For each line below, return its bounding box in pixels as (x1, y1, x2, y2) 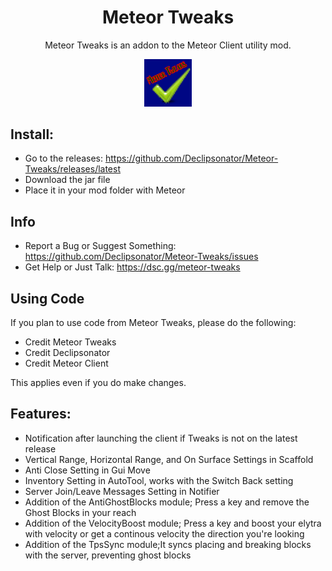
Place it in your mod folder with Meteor (24, 184, 186, 196)
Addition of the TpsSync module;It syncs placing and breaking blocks (24, 538, 312, 550)
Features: (10, 406, 72, 423)
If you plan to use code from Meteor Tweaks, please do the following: (10, 316, 297, 328)
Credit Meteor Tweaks (24, 336, 117, 348)
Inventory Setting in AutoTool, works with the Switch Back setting (24, 474, 294, 486)
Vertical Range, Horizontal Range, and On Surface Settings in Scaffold (24, 453, 314, 465)
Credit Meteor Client (24, 357, 109, 369)
